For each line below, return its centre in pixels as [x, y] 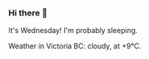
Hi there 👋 [28, 13]
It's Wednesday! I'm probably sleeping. [73, 31]
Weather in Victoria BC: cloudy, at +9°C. [75, 46]
